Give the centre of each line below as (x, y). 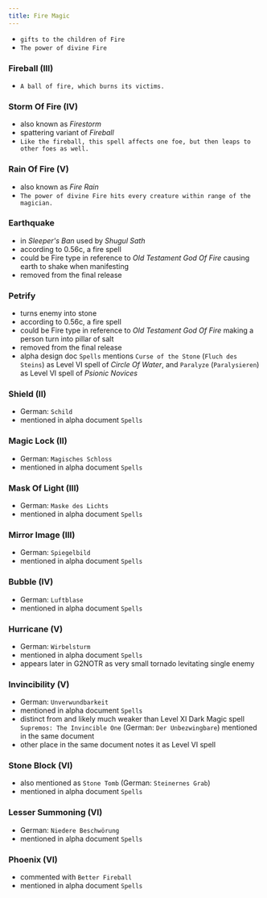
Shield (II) (27, 394)
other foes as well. (54, 149)
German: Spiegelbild (55, 552)
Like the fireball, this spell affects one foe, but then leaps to (135, 142)
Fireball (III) (31, 68)
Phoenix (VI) (33, 859)
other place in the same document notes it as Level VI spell (117, 745)
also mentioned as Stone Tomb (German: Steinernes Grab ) (115, 783)
